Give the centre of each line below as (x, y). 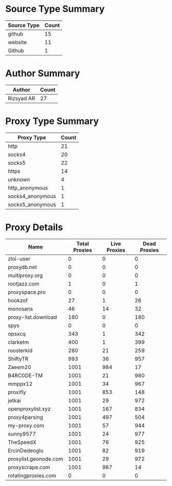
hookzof (18, 300)
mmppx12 (20, 384)
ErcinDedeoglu (26, 451)
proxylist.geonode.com (36, 459)
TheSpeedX (22, 442)
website (17, 42)
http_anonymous (28, 188)
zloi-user (19, 259)
